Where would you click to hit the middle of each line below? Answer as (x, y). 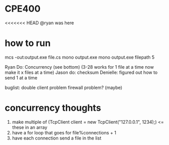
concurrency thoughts (53, 108)
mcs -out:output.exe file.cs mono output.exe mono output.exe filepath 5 (80, 57)
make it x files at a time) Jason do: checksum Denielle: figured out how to (81, 72)
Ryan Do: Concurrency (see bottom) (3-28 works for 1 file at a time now (79, 67)
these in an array (30, 127)
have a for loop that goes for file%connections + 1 (64, 132)
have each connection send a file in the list (57, 138)
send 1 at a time (21, 78)
